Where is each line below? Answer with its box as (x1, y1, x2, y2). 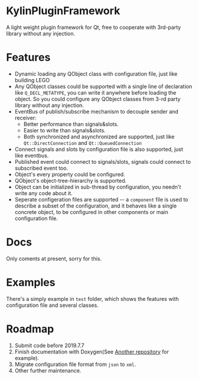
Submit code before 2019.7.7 (14, 342, 85, 349)
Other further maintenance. (14, 367, 82, 374)
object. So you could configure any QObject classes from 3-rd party (14, 95, 181, 102)
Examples (6, 276, 56, 289)
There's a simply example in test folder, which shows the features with (6, 295, 179, 302)
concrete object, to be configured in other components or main (14, 208, 168, 215)
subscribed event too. (14, 164, 69, 171)
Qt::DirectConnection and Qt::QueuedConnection (23, 139, 142, 146)
